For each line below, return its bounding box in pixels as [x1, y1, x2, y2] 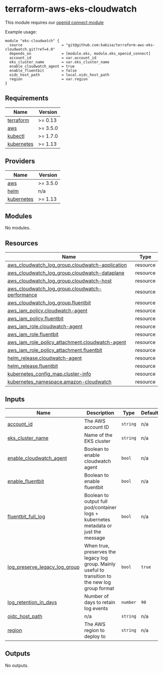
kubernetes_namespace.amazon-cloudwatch [7, 379, 112, 385]
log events [84, 605, 108, 612]
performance [7, 291, 37, 298]
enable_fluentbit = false [9, 68, 77, 73]
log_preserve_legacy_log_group [7, 564, 80, 570]
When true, [84, 543, 110, 549]
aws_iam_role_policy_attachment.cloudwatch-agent [7, 339, 126, 346]
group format [84, 585, 114, 592]
